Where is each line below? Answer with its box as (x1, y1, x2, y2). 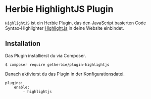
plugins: (5, 80, 23, 85)
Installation (5, 40, 41, 48)
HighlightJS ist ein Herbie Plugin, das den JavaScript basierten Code (5, 20, 146, 26)
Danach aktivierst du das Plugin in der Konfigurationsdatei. (5, 71, 125, 77)
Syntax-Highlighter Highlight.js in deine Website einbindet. (5, 25, 124, 31)
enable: (14, 85, 30, 90)
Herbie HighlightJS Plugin (5, 3, 114, 15)
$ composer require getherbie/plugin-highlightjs (5, 62, 110, 67)
